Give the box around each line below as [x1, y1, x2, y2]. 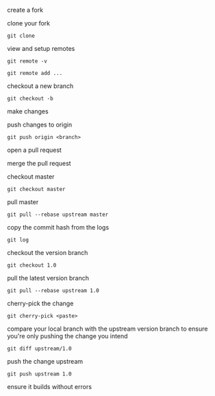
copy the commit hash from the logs [7, 223, 110, 231]
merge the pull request [7, 159, 71, 167]
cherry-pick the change [7, 299, 74, 307]
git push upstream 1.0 [7, 371, 72, 377]
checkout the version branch [7, 249, 88, 256]
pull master [7, 198, 39, 206]
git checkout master [7, 186, 66, 192]
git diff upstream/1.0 [7, 345, 72, 352]
